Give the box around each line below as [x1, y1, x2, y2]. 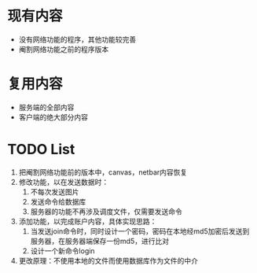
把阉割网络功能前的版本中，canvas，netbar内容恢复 [18, 167, 188, 177]
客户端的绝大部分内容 [18, 112, 88, 122]
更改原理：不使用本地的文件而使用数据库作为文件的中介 [18, 256, 198, 265]
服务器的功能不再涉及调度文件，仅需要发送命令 [30, 206, 182, 216]
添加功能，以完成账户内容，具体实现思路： [18, 216, 157, 226]
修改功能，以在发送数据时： [18, 177, 109, 186]
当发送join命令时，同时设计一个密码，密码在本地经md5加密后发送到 [30, 226, 250, 236]
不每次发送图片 [30, 186, 79, 197]
